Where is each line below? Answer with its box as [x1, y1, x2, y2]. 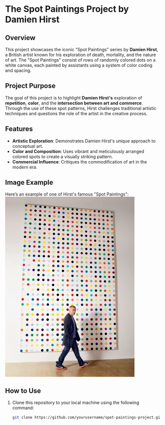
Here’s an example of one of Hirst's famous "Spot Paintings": [5, 191, 129, 197]
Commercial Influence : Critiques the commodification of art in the [12, 159, 147, 164]
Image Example [5, 178, 53, 187]
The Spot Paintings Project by [5, 3, 129, 15]
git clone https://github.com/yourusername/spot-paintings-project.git [12, 415, 163, 420]
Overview [5, 33, 36, 42]
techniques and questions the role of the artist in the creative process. [5, 110, 148, 116]
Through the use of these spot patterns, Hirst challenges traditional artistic [5, 105, 157, 111]
